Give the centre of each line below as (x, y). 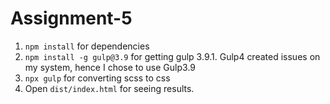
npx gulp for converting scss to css (97, 78)
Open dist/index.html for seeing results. (109, 88)
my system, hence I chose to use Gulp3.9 (110, 67)
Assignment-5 (71, 18)
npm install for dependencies (87, 46)
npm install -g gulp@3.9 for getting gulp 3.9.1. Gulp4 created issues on (172, 56)
